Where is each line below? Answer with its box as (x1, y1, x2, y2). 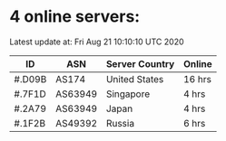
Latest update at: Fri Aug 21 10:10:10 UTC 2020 (9, 36, 184, 47)
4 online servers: (9, 6, 141, 27)
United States (105, 72, 164, 85)
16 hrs (182, 72, 211, 85)
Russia (105, 117, 134, 129)
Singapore (105, 88, 151, 100)
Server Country (105, 57, 175, 70)
